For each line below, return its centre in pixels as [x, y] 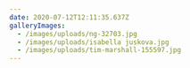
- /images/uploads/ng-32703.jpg [78, 34]
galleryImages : [37, 26]
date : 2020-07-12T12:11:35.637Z [69, 17]
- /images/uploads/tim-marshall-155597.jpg [99, 50]
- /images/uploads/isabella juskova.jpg [93, 42]
